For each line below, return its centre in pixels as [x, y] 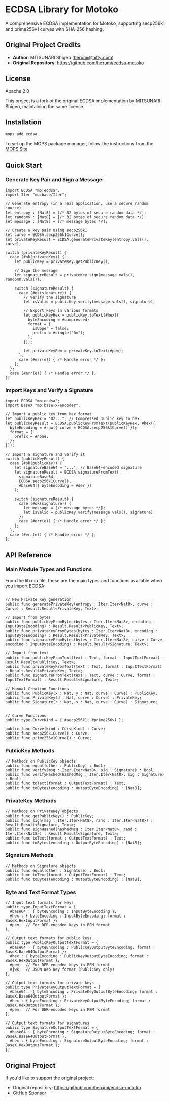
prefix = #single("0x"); [59, 333]
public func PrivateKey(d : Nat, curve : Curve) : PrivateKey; [74, 698]
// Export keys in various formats [61, 310]
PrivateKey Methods [31, 801]
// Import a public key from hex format [49, 414]
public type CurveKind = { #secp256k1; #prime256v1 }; [64, 720]
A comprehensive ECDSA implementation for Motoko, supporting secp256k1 [85, 23]
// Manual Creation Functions [37, 689]
